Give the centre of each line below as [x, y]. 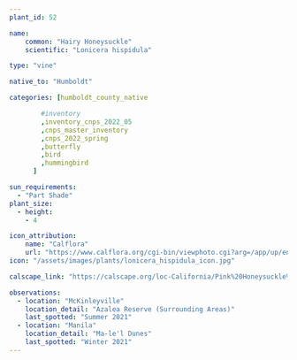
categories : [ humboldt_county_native [79, 98]
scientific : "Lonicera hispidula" [88, 50]
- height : [35, 212]
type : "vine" [33, 66]
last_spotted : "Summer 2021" [79, 318]
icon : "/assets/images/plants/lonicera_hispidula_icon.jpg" [122, 261]
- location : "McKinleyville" [71, 301]
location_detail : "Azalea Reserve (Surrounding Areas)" [130, 309]
